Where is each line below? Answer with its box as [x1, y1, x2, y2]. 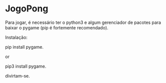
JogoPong [5, 3, 49, 14]
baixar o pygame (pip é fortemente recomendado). [5, 24, 109, 30]
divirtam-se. [5, 73, 30, 79]
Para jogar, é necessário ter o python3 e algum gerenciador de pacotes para [5, 19, 161, 25]
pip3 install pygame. [5, 63, 47, 69]
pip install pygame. [5, 44, 44, 50]
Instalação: [5, 34, 28, 40]
